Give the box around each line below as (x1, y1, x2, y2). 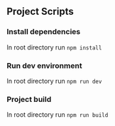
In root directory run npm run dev (6, 76, 102, 85)
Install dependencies (6, 27, 81, 37)
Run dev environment (6, 60, 82, 70)
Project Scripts (6, 6, 74, 18)
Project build (6, 94, 52, 104)
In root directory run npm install (6, 42, 102, 52)
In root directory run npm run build (6, 110, 109, 119)
